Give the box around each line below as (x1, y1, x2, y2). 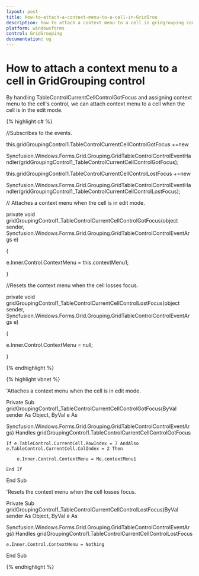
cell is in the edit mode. (6, 106, 63, 113)
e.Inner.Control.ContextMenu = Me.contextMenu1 (17, 456, 136, 462)
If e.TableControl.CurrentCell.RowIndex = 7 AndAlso (6, 440, 139, 446)
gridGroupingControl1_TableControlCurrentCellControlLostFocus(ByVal (6, 506, 179, 513)
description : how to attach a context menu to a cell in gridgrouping (6, 20, 184, 25)
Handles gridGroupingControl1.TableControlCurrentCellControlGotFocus (15, 429, 191, 436)
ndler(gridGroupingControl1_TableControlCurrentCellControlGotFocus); (6, 158, 179, 166)
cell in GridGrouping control (6, 75, 145, 88)
